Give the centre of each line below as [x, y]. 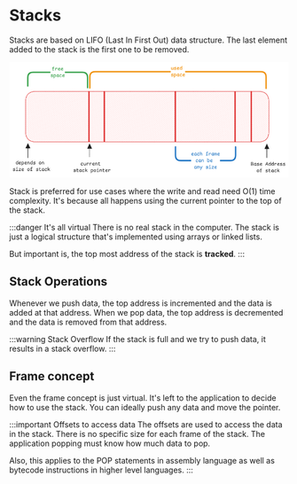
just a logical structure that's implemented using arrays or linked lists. [136, 237]
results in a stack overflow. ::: [63, 348]
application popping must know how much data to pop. [110, 443]
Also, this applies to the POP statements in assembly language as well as [142, 460]
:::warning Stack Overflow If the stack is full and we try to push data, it [137, 339]
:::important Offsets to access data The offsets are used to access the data [146, 424]
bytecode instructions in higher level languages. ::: [101, 470]
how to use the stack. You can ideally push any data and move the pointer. [145, 407]
